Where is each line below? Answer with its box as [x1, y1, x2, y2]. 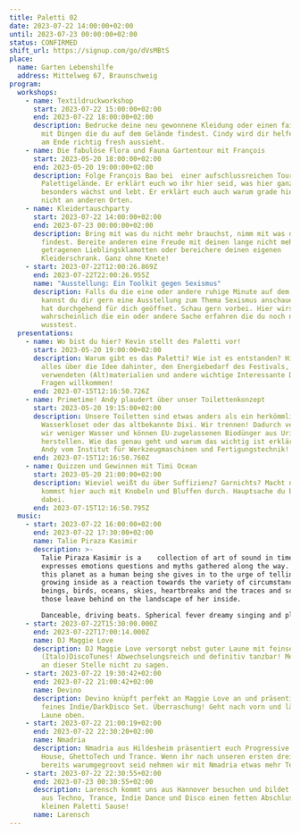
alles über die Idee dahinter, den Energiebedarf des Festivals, [41, 362, 290, 371]
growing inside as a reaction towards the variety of [41, 578, 246, 587]
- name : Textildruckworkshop [25, 96, 134, 105]
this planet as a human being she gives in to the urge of [41, 569, 266, 579]
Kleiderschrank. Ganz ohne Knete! [41, 254, 170, 264]
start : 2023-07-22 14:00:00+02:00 [32, 212, 162, 222]
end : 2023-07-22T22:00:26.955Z [32, 271, 150, 280]
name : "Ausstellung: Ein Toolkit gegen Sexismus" [32, 279, 221, 288]
